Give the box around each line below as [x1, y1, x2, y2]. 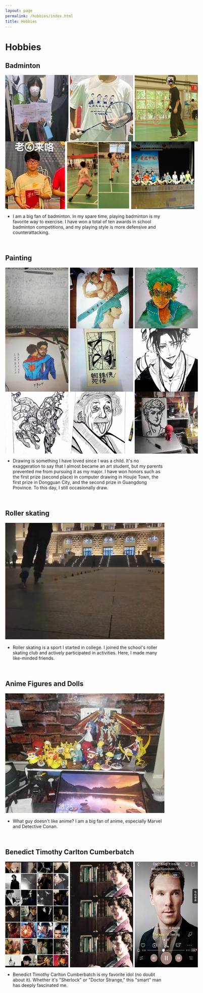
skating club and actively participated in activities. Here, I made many [12, 649, 158, 655]
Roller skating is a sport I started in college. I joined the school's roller [12, 644, 158, 650]
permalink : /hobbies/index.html [5, 13, 73, 19]
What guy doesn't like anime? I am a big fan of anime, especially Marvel [12, 818, 162, 824]
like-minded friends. [12, 655, 55, 661]
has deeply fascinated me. [12, 982, 68, 988]
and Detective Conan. [12, 823, 58, 830]
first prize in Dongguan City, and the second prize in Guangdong [12, 479, 147, 485]
